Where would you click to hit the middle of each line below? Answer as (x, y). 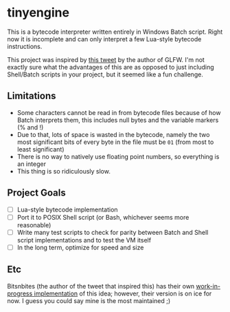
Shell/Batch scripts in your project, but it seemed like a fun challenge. (105, 74)
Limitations (32, 96)
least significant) (41, 149)
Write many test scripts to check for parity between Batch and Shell (113, 232)
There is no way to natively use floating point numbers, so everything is (118, 156)
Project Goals (37, 193)
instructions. (25, 46)
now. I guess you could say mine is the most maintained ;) (89, 300)
